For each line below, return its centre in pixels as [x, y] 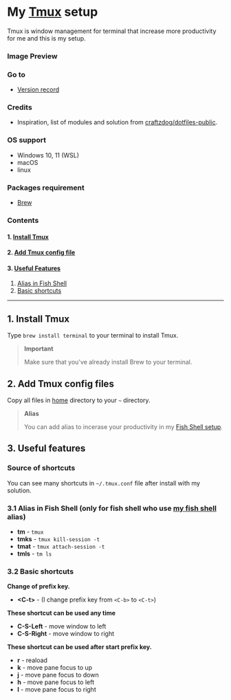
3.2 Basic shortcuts [41, 571]
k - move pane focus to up [55, 668]
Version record [38, 89]
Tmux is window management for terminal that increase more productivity [112, 31]
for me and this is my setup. [46, 38]
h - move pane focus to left [56, 682]
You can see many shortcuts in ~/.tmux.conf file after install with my [104, 483]
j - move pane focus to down [58, 675]
